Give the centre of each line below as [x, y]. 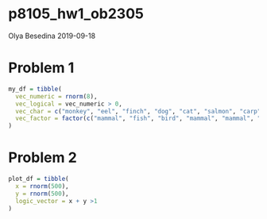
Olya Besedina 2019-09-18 [52, 36]
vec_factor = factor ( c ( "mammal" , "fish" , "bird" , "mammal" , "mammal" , [135, 119]
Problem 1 [41, 68]
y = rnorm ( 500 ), [42, 194]
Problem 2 [43, 158]
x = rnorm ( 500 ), [42, 186]
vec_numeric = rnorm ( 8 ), [56, 96]
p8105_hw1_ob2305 [76, 14]
